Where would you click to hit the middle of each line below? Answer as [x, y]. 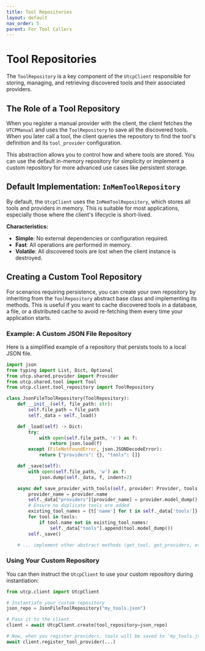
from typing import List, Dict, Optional [60, 370]
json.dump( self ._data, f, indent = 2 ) [85, 477]
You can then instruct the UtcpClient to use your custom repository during [100, 574]
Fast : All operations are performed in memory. [73, 245]
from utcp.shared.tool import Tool [52, 382]
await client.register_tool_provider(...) [61, 642]
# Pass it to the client [38, 619]
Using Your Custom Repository [53, 560]
